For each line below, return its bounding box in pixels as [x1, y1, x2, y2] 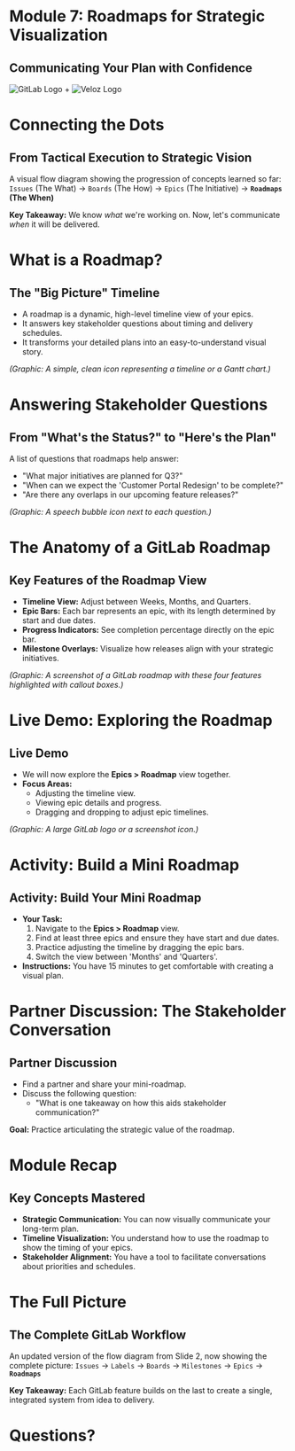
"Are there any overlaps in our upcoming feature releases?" [21, 489, 239, 500]
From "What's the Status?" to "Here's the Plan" [9, 430, 277, 445]
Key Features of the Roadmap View [9, 573, 207, 588]
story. [21, 347, 43, 356]
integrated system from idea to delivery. [9, 1394, 155, 1405]
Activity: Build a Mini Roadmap [9, 855, 240, 875]
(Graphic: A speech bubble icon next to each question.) [9, 507, 212, 517]
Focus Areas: [21, 778, 73, 789]
